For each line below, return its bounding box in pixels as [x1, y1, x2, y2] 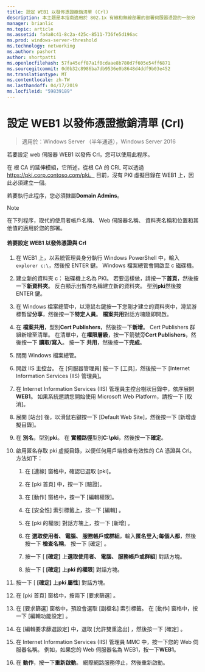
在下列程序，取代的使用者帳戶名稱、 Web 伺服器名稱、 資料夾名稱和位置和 [7, 216, 193, 224]
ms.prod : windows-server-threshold [7, 37, 97, 43]
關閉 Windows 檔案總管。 [15, 352, 80, 359]
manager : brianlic [7, 20, 54, 26]
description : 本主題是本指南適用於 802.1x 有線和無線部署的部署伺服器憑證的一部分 [7, 15, 196, 21]
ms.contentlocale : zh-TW [7, 77, 70, 83]
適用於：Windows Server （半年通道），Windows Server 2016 [21, 138, 176, 145]
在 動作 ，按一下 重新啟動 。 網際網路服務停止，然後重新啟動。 [15, 659, 169, 667]
